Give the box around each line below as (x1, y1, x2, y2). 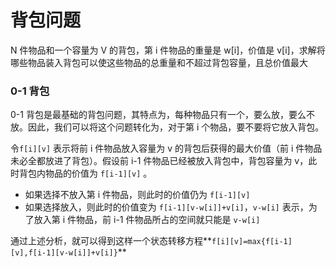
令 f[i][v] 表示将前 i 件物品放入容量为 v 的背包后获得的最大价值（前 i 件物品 (10, 142, 323, 155)
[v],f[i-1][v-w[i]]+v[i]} (10, 248, 118, 258)
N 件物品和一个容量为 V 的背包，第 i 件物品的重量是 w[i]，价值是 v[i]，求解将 (10, 44, 326, 56)
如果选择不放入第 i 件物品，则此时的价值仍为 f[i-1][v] (24, 189, 251, 201)
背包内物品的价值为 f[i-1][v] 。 (18, 167, 153, 180)
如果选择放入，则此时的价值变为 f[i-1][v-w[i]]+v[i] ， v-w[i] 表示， (24, 201, 309, 213)
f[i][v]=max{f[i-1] (211, 237, 293, 247)
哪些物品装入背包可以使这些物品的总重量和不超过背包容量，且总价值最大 (10, 56, 308, 68)
